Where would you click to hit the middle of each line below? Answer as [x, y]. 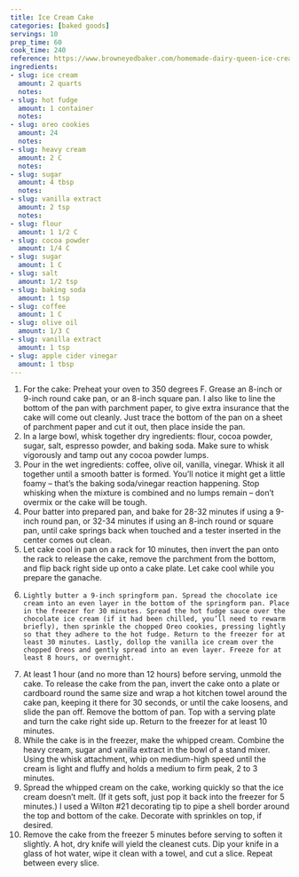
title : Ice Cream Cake [52, 17]
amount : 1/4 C [44, 249]
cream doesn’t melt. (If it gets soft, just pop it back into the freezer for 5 [153, 797]
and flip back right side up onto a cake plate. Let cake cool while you [148, 568]
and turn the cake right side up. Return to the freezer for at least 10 [145, 722]
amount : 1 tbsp [46, 364]
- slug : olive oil [44, 323]
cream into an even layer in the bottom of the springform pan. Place [156, 604]
